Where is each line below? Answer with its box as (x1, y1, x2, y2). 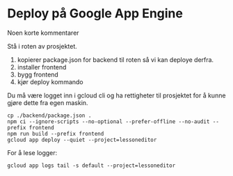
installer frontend (17, 63, 67, 71)
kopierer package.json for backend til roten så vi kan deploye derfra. (17, 55, 214, 64)
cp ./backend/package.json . (7, 112, 92, 119)
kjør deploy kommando (17, 77, 83, 86)
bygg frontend (17, 70, 59, 79)
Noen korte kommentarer (7, 29, 79, 37)
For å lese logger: (7, 148, 58, 157)
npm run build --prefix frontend (7, 130, 104, 137)
